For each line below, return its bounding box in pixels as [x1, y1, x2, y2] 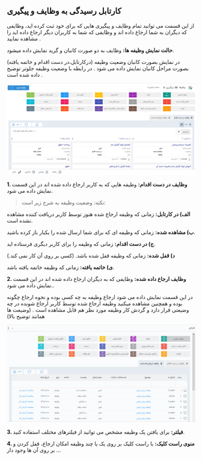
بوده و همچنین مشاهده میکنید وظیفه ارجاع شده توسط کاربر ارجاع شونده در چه [7, 300, 183, 307]
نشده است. [7, 216, 33, 224]
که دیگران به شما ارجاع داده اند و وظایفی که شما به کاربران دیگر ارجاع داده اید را [7, 28, 187, 36]
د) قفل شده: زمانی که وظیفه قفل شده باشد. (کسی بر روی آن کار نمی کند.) [7, 251, 175, 259]
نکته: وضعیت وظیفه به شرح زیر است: [21, 198, 106, 206]
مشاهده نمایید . [7, 34, 41, 42]
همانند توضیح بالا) [7, 312, 45, 320]
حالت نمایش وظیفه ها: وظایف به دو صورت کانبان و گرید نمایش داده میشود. [7, 46, 174, 54]
